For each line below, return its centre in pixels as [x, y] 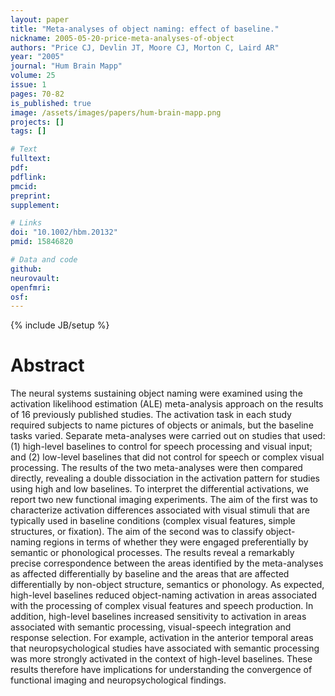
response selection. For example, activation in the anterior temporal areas [162, 638]
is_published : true [51, 103]
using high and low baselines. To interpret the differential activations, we [159, 489]
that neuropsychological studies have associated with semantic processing [165, 648]
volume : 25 [33, 76]
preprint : [31, 196]
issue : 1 [28, 85]
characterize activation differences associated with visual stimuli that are [160, 510]
